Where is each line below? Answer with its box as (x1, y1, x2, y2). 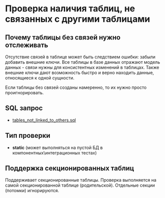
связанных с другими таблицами (5, 13, 150, 25)
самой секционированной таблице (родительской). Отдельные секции (5, 182, 155, 188)
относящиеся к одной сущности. (5, 75, 75, 80)
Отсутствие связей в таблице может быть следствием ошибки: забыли (5, 54, 156, 60)
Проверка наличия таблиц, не (5, 3, 135, 14)
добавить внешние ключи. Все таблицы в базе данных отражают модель (5, 59, 161, 65)
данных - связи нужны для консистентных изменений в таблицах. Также (5, 65, 160, 70)
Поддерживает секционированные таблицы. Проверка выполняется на (5, 177, 157, 183)
